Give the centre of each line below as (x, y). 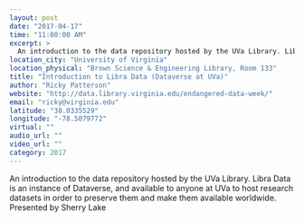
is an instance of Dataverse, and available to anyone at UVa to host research (152, 188)
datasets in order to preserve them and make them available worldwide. (143, 198)
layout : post (34, 18)
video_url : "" (36, 144)
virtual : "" (32, 128)
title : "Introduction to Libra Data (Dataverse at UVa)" (119, 77)
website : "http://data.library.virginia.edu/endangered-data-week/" (141, 93)
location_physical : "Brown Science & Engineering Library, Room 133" (143, 69)
